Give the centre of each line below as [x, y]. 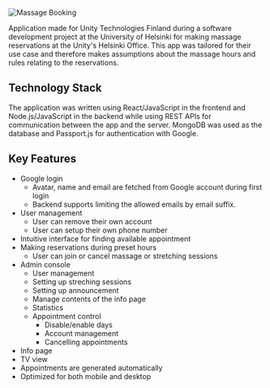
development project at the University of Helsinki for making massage [125, 37]
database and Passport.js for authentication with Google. [103, 133]
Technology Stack [55, 88]
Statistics [47, 307]
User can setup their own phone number [100, 230]
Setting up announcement [75, 290]
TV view [34, 359]
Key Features [43, 159]
